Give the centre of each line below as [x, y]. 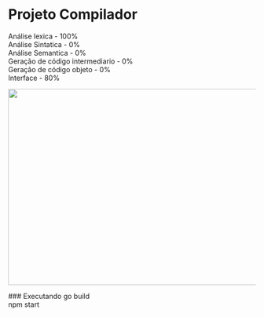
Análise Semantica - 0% [47, 53]
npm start [24, 304]
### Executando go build [49, 296]
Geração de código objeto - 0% [60, 69]
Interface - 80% [34, 78]
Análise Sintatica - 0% [44, 44]
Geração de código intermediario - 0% [71, 61]
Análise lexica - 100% [43, 36]
